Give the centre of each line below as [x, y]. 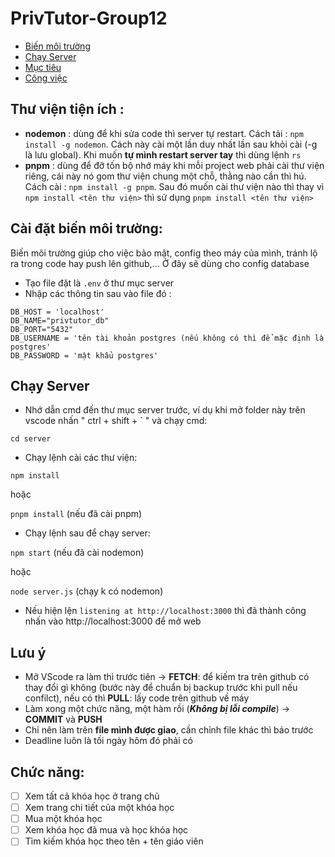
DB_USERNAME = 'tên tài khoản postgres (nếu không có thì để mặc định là [167, 338]
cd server [31, 439]
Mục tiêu [43, 67]
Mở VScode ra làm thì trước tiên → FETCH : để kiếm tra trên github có [167, 677]
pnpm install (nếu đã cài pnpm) [76, 514]
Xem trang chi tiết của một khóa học [99, 808]
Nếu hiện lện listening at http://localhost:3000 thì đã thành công [165, 611]
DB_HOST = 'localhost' [57, 312]
